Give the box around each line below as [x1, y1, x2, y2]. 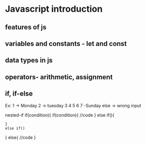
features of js [5, 23, 47, 31]
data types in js [5, 56, 53, 65]
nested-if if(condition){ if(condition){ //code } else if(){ [5, 112, 115, 118]
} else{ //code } [5, 134, 36, 140]
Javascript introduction [5, 3, 103, 15]
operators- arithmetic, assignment [5, 72, 113, 81]
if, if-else [5, 90, 33, 98]
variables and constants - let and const [5, 39, 127, 48]
